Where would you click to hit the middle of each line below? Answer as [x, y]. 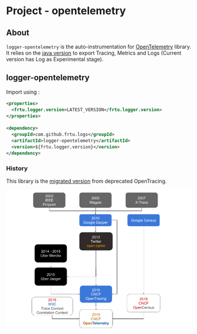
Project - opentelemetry [66, 11]
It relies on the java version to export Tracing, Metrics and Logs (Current [94, 53]
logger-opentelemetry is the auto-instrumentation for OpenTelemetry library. [99, 47]
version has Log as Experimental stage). [55, 59]
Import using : [23, 92]
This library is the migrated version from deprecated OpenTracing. [86, 181]
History [17, 168]
